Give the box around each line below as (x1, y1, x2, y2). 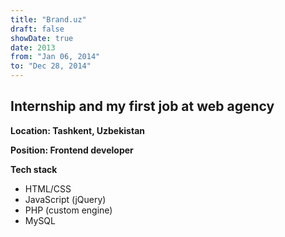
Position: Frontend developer (10, 144, 134, 156)
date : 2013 (10, 42, 56, 53)
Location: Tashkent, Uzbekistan (10, 124, 145, 136)
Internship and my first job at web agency (10, 98, 275, 115)
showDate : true (10, 33, 74, 43)
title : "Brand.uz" (10, 14, 87, 25)
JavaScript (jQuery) (24, 193, 107, 205)
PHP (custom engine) (24, 204, 113, 216)
